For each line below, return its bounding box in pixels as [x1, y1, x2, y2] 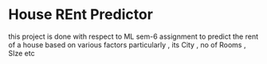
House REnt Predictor [8, 6, 154, 24]
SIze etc [8, 48, 35, 58]
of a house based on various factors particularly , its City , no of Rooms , [8, 40, 246, 49]
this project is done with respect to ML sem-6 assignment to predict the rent [8, 32, 259, 41]
